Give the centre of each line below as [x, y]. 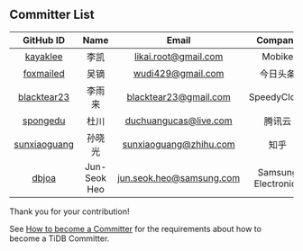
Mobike [278, 56]
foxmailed [44, 73]
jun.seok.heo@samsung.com [179, 177]
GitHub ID [44, 40]
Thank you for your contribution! [69, 211]
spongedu [44, 121]
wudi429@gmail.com [179, 73]
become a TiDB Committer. [60, 238]
